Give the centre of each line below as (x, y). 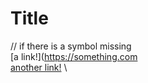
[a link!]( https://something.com (74, 56)
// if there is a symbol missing (71, 46)
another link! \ (39, 67)
